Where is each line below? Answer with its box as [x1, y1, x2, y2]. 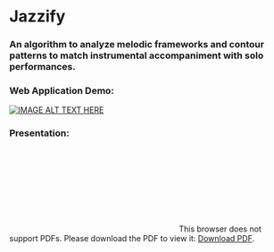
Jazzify [9, 6, 66, 27]
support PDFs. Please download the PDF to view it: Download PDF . [9, 232, 255, 243]
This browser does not [178, 223, 262, 234]
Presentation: [9, 127, 70, 139]
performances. [9, 61, 76, 73]
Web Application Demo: [9, 85, 114, 97]
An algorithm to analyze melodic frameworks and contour [9, 38, 265, 51]
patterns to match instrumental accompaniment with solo [9, 49, 264, 62]
